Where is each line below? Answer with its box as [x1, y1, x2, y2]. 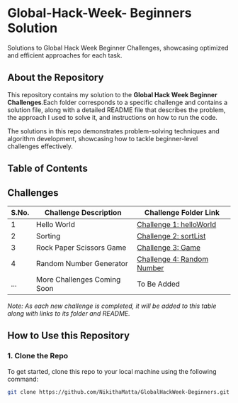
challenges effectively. [7, 142, 73, 150]
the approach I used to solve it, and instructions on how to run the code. [7, 113, 218, 121]
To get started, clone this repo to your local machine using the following [7, 367, 217, 375]
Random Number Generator [36, 258, 129, 268]
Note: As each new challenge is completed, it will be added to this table [7, 302, 217, 310]
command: [7, 375, 39, 383]
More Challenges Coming [36, 275, 121, 285]
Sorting [36, 231, 61, 241]
